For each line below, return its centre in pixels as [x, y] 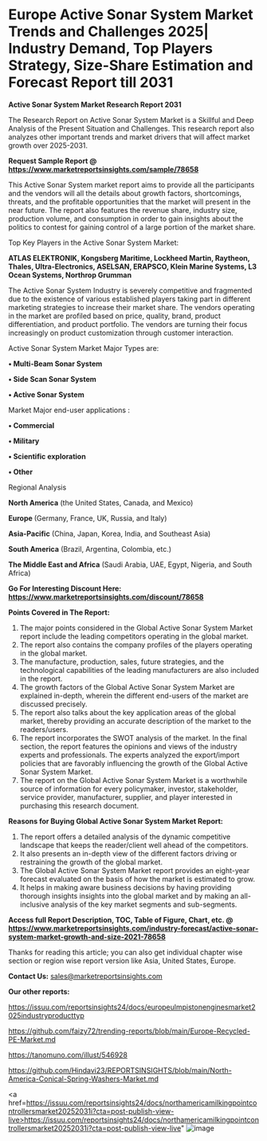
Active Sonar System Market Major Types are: [84, 348]
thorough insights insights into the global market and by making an [129, 895]
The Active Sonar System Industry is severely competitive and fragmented [130, 290]
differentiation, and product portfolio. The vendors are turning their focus [128, 324]
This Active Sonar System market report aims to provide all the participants [132, 184]
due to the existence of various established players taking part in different [130, 299]
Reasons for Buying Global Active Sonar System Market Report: [116, 821]
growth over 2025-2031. [48, 145]
